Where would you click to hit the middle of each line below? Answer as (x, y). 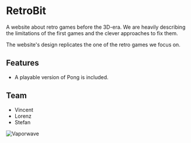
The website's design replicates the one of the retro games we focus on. (93, 45)
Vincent (24, 110)
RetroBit (26, 11)
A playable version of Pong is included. (62, 77)
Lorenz (23, 116)
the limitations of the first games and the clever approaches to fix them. (92, 33)
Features (22, 63)
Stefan (22, 122)
